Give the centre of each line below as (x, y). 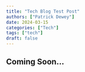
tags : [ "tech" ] (25, 33)
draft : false (22, 38)
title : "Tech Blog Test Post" (43, 11)
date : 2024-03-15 (27, 22)
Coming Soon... (35, 62)
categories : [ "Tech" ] (33, 28)
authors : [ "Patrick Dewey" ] (40, 17)
